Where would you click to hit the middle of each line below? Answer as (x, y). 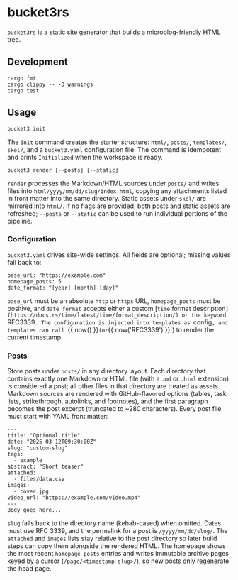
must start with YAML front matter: (58, 417)
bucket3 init (27, 128)
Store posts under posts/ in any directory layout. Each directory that (107, 371)
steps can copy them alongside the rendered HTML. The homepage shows (117, 546)
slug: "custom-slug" (38, 448)
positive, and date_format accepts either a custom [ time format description (117, 308)
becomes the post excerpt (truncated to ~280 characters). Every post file (114, 409)
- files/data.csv (39, 479)
